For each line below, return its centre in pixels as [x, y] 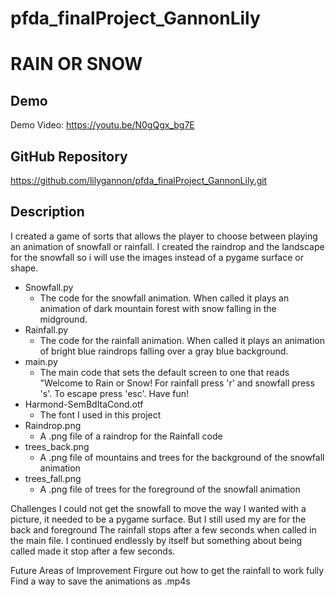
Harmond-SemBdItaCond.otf [84, 404]
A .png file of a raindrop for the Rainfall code [131, 436]
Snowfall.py [49, 287]
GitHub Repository [69, 156]
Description [47, 212]
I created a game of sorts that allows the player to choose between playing [164, 236]
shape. [24, 268]
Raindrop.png [53, 425]
